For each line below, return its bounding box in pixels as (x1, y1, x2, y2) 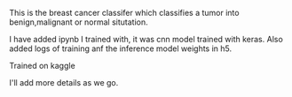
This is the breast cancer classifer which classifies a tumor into (9, 8, 240, 18)
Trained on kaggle (9, 61, 75, 71)
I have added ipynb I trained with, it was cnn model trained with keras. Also (9, 34, 284, 44)
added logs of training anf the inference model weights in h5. (9, 43, 233, 54)
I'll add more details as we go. (9, 78, 119, 87)
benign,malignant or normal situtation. (9, 17, 148, 27)
